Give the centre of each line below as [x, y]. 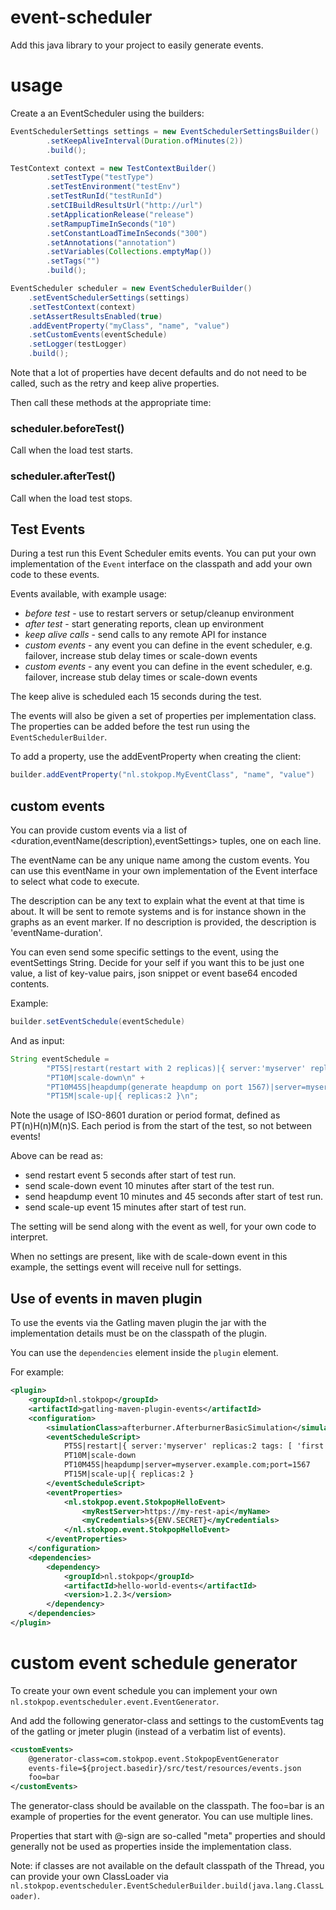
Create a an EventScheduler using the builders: [107, 113]
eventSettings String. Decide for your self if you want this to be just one [157, 963]
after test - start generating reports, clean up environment [144, 624]
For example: [37, 1372]
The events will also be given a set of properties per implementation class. [163, 716]
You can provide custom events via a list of [99, 830]
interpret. [29, 1237]
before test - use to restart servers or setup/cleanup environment [159, 613]
